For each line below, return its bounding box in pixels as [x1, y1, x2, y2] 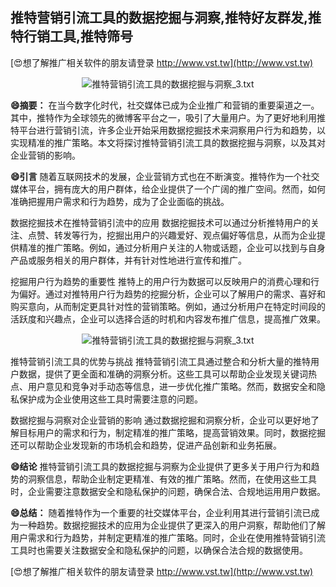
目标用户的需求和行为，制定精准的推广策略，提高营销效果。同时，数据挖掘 [18, 426, 326, 438]
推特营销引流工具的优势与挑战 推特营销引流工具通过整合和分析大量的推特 [10, 355, 311, 367]
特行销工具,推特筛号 [10, 28, 134, 45]
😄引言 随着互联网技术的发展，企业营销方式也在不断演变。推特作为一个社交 [10, 170, 320, 182]
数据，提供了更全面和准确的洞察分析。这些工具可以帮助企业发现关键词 [18, 368, 308, 380]
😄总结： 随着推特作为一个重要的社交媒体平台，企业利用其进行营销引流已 [10, 506, 312, 518]
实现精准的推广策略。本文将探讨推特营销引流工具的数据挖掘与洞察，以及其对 [10, 136, 326, 148]
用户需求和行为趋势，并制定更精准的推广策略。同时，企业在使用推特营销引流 [10, 531, 326, 543]
